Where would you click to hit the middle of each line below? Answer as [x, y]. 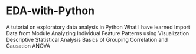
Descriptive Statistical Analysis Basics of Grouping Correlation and [87, 39]
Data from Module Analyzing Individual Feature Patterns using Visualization [98, 33]
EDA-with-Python [50, 11]
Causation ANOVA [28, 46]
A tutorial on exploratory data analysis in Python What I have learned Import [98, 27]
